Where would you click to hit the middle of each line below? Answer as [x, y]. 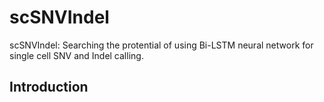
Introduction [49, 87]
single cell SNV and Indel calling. [76, 55]
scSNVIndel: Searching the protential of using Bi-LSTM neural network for [161, 45]
